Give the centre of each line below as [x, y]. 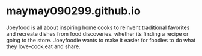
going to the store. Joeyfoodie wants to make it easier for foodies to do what [101, 40]
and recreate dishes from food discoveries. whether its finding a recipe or [97, 33]
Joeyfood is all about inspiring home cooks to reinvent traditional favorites [98, 27]
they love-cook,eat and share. [43, 46]
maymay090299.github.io [74, 11]
